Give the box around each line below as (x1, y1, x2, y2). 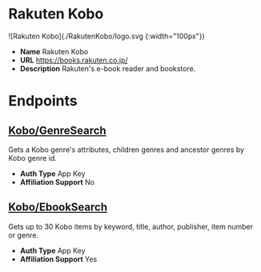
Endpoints (8, 92, 78, 110)
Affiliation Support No (19, 177, 94, 186)
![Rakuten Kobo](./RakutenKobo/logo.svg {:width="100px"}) (8, 31, 206, 41)
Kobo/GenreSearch (8, 123, 106, 137)
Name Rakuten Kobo (19, 46, 89, 56)
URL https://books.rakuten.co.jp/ (19, 55, 128, 65)
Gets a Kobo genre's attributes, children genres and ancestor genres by (8, 145, 245, 154)
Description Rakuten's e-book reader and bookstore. (19, 63, 196, 73)
